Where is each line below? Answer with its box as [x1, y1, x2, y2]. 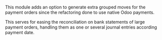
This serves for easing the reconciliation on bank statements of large [5, 19, 145, 25]
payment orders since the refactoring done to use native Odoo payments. [5, 9, 155, 15]
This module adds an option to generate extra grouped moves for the [5, 4, 146, 10]
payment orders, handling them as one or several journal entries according [5, 24, 157, 30]
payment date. [5, 30, 35, 35]
